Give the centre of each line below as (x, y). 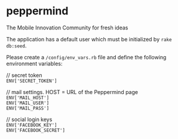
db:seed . (16, 46)
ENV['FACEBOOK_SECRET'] (36, 130)
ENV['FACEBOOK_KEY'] (32, 125)
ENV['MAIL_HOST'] (28, 98)
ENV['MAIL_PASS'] (28, 108)
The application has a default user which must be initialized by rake (89, 39)
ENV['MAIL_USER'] (28, 103)
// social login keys (29, 119)
